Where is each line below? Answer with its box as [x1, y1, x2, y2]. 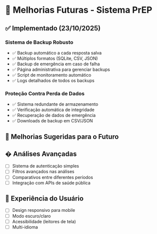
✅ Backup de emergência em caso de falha [12, 61, 100, 67]
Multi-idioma [12, 224, 38, 230]
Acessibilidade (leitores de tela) [12, 218, 76, 224]
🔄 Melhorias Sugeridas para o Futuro [5, 132, 119, 141]
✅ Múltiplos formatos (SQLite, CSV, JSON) [12, 55, 98, 61]
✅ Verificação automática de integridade [12, 107, 95, 113]
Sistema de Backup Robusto [5, 39, 74, 46]
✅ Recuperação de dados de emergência [12, 113, 96, 118]
